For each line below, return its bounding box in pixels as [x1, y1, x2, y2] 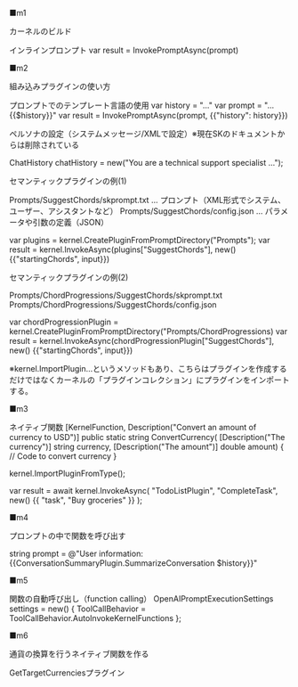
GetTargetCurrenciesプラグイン [9, 667, 125, 678]
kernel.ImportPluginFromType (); [9, 468, 126, 478]
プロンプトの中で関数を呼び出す [9, 530, 126, 541]
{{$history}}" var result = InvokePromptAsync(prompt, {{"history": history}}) [9, 110, 288, 120]
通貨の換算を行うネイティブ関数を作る [9, 649, 149, 658]
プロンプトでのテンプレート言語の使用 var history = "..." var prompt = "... [9, 100, 275, 110]
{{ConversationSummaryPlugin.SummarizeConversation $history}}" [9, 558, 258, 568]
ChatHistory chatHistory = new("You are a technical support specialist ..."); [9, 158, 284, 168]
